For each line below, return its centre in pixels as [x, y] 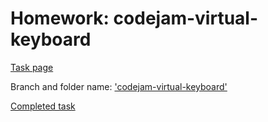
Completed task [43, 106]
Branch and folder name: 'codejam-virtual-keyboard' [119, 86]
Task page [32, 67]
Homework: [60, 18]
